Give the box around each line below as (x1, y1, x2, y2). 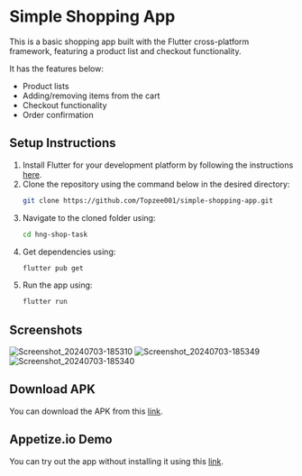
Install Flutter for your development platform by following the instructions (22, 160, 294, 170)
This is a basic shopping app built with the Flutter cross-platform (9, 36, 250, 47)
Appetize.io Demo (9, 432, 113, 447)
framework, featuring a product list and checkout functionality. (9, 45, 242, 56)
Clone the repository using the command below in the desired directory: (22, 178, 290, 189)
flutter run (22, 297, 68, 307)
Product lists (22, 80, 69, 91)
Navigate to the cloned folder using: (22, 212, 156, 223)
